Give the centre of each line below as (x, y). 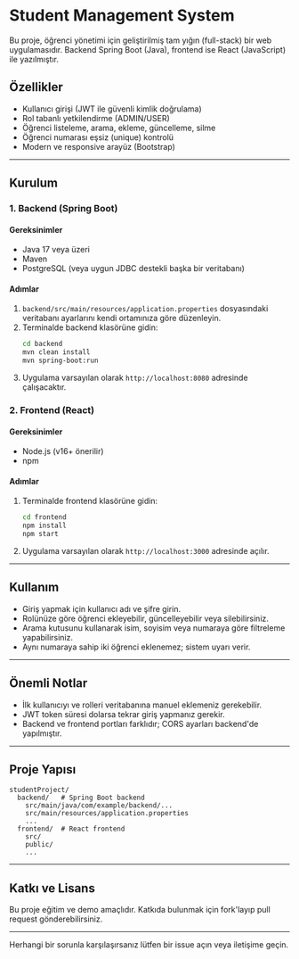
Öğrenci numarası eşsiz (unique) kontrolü (98, 137)
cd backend (42, 344)
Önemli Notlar (48, 683)
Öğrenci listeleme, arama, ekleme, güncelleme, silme (119, 128)
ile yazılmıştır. (34, 59)
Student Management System (122, 16)
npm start (40, 534)
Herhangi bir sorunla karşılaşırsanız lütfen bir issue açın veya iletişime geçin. (149, 945)
